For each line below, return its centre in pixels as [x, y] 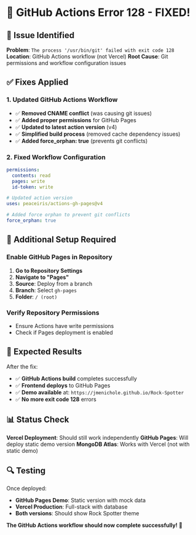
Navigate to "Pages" [42, 277]
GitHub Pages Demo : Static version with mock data [80, 501]
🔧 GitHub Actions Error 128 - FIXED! [98, 13]
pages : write [29, 181]
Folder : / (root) [36, 297]
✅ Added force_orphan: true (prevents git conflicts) [81, 141]
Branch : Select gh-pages [46, 290]
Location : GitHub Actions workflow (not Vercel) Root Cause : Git [87, 57]
